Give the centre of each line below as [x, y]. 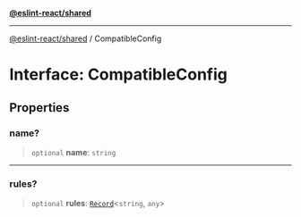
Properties [39, 108]
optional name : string [73, 152]
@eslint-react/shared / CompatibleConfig [86, 38]
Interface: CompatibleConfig [119, 75]
